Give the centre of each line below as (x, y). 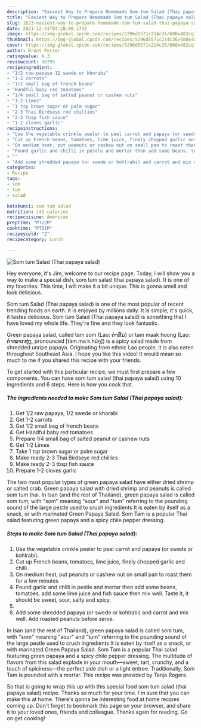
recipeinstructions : (33, 129)
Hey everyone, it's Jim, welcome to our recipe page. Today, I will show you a (101, 273)
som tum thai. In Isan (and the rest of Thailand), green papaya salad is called (101, 495)
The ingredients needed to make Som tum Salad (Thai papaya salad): (95, 398)
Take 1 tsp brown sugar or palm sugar (62, 451)
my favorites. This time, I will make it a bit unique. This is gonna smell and (97, 286)
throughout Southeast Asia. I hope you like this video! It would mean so (94, 354)
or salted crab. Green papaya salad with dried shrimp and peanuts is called (99, 488)
